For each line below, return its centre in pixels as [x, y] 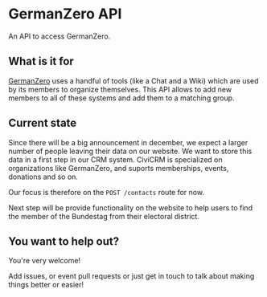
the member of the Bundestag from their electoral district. [104, 216]
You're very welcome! [45, 261]
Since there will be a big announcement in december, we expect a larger [128, 142]
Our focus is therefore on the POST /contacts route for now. [107, 192]
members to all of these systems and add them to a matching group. [121, 98]
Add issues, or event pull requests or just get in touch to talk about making [131, 276]
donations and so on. [43, 177]
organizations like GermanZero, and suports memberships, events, [119, 168]
